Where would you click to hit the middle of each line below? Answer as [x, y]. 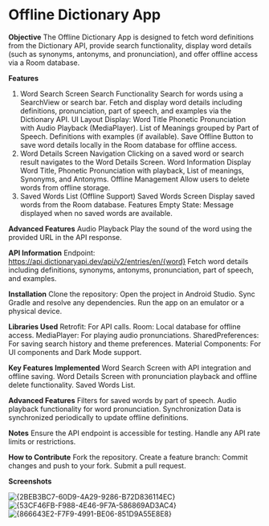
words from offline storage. [65, 187]
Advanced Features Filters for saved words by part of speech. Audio [122, 400]
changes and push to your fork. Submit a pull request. [97, 465]
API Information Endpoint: [52, 253]
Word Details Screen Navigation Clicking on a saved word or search [132, 153]
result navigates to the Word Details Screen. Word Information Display [135, 161]
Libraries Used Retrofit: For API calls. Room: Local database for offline [124, 326]
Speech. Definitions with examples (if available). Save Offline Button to [137, 136]
